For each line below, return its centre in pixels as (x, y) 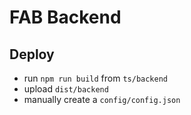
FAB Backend (65, 17)
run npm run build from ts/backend (95, 78)
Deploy (32, 54)
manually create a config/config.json (102, 99)
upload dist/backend (66, 89)
